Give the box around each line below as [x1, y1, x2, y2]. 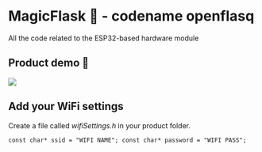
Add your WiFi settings [8, 100, 125, 113]
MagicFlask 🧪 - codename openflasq [8, 7, 255, 25]
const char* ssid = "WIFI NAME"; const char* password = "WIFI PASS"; [8, 136, 247, 144]
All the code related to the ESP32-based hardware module [8, 33, 199, 43]
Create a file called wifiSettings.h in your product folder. [8, 120, 191, 130]
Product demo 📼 [8, 56, 90, 70]
